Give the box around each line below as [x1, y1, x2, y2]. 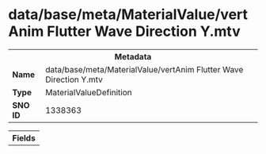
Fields [12, 133, 36, 144]
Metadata [114, 51, 152, 62]
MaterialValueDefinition [44, 87, 132, 98]
